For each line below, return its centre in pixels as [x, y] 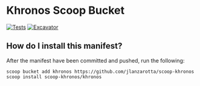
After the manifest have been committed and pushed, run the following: [95, 60]
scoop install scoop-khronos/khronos [54, 77]
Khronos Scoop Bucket [65, 11]
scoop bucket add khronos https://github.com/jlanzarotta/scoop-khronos [100, 72]
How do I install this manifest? [64, 46]
